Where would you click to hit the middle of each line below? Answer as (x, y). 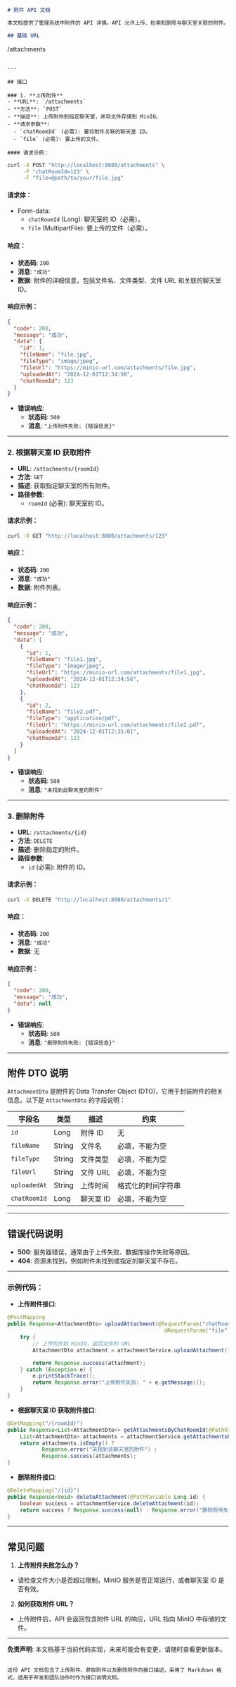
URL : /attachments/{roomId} (58, 468)
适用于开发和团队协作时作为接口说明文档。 (70, 1678)
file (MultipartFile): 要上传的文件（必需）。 (90, 228)
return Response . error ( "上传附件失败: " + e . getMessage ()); (119, 1383)
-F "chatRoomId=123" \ (56, 172)
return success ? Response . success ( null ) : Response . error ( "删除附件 (122, 1510)
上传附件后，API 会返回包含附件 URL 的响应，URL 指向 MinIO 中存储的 (119, 1619)
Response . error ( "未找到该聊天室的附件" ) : (99, 1450)
